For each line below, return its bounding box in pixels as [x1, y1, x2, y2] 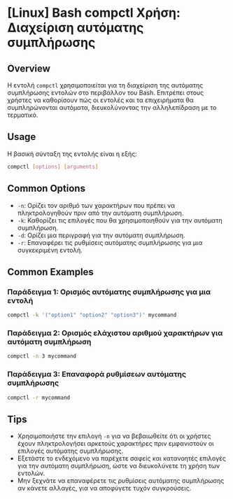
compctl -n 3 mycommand [7, 353, 77, 360]
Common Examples [7, 266, 94, 278]
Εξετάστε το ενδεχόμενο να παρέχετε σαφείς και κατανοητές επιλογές [17, 454, 226, 463]
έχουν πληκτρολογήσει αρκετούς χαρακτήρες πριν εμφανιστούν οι [17, 440, 215, 448]
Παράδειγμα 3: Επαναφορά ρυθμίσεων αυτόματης [7, 370, 187, 379]
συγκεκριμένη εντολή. [17, 246, 83, 254]
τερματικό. [7, 111, 38, 119]
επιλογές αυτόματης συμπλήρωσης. [17, 447, 124, 456]
